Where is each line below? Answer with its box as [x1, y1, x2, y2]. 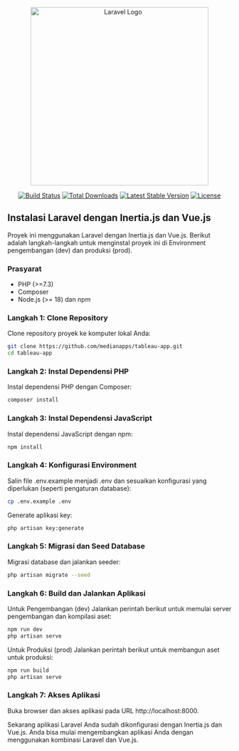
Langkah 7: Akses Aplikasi [7, 690, 101, 700]
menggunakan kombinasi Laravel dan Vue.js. [7, 735, 139, 744]
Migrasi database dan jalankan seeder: [7, 557, 121, 566]
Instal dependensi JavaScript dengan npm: [7, 429, 133, 438]
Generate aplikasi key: [7, 511, 73, 519]
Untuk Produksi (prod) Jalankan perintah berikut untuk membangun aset [7, 645, 220, 654]
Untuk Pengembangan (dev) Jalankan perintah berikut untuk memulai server [7, 605, 232, 613]
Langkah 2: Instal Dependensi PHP [7, 367, 129, 377]
